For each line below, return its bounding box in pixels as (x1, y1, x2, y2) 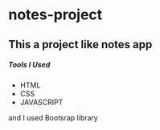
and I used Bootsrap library (8, 112, 98, 122)
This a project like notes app (8, 38, 153, 51)
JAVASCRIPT (19, 97, 64, 107)
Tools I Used (8, 60, 51, 70)
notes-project (8, 6, 103, 24)
